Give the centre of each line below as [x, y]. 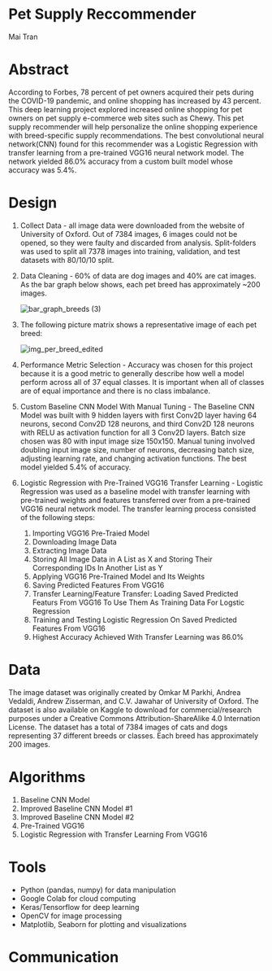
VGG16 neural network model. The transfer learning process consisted [138, 509]
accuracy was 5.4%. [43, 170]
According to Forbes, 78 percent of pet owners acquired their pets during [131, 92]
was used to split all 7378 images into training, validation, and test [130, 251]
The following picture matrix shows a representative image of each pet [138, 324]
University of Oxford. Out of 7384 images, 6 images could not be [129, 234]
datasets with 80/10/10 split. [67, 260]
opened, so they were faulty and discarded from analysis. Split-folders [138, 243]
